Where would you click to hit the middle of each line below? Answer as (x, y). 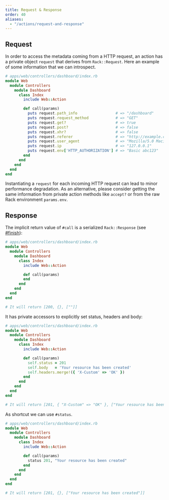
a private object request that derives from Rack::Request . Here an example (82, 62)
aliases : (14, 19)
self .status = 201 (47, 363)
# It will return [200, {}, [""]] (41, 307)
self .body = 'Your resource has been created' (79, 367)
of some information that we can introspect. (51, 67)
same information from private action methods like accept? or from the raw (82, 194)
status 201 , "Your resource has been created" (77, 460)
